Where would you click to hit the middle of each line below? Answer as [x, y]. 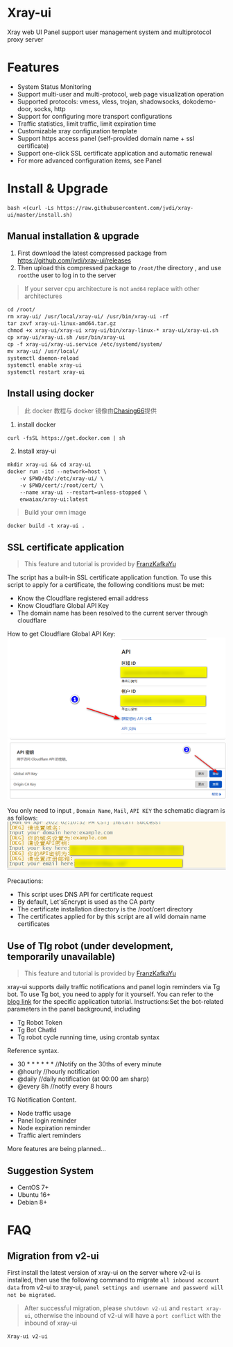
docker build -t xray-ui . [46, 526]
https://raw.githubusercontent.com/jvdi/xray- [125, 208]
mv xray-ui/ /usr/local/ [43, 351]
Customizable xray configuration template [77, 131]
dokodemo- [199, 101]
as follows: [23, 818]
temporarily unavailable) [61, 957]
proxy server [25, 39]
